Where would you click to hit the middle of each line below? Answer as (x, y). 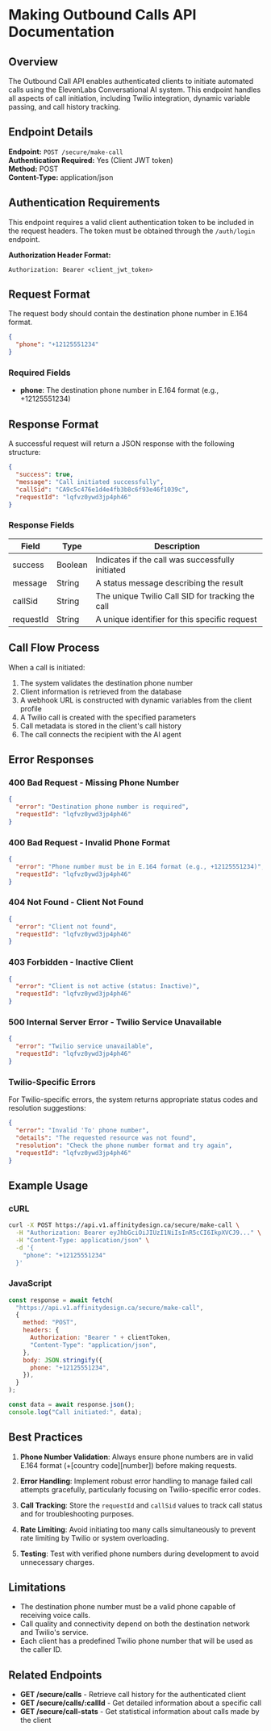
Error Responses (51, 759)
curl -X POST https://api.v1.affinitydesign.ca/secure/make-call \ (124, 1225)
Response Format (54, 424)
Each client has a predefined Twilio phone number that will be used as (136, 1641)
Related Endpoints (55, 1675)
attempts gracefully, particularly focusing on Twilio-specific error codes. (140, 1489)
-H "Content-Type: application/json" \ (83, 1240)
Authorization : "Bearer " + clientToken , (100, 1338)
